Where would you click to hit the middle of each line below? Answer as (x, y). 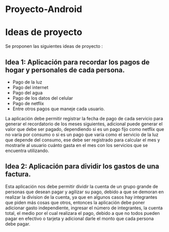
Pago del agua (27, 93)
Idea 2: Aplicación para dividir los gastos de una (82, 166)
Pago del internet (31, 87)
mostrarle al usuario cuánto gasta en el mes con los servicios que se (76, 145)
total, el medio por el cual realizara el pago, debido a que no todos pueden (82, 213)
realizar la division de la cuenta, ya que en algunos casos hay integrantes (81, 197)
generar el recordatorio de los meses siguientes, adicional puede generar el (84, 124)
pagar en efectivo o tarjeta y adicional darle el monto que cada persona (79, 218)
